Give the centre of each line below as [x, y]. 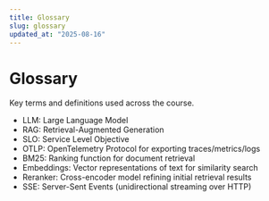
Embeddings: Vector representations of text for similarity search [140, 168]
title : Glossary [39, 17]
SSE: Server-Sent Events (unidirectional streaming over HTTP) [137, 187]
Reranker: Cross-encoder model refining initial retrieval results [137, 177]
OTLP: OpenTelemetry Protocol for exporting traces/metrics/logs [141, 149]
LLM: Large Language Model [75, 121]
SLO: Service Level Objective [76, 139]
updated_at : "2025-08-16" [57, 34]
